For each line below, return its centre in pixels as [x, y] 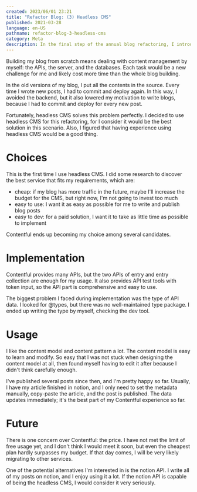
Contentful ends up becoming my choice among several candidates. [89, 234]
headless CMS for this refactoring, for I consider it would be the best [89, 121]
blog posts [27, 210]
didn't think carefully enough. [42, 370]
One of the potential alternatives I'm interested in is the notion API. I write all [98, 470]
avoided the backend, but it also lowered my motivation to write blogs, [91, 97]
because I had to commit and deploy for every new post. [74, 104]
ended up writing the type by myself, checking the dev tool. [78, 311]
